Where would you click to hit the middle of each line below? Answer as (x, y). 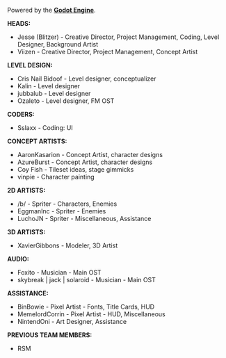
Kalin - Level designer (49, 86)
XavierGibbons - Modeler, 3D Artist (67, 245)
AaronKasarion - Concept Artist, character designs (90, 155)
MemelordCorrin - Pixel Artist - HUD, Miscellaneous (91, 314)
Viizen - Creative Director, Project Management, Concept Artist (107, 52)
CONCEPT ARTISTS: (37, 141)
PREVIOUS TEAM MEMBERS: (50, 335)
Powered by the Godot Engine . (51, 10)
